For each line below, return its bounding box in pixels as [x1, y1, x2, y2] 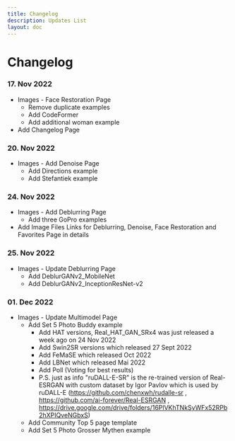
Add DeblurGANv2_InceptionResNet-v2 [28, 279, 143, 287]
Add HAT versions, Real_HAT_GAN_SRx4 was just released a [38, 328, 215, 337]
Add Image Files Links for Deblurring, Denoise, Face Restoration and [17, 223, 217, 231]
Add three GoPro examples [28, 215, 107, 224]
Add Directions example [28, 167, 98, 176]
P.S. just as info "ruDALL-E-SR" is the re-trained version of [38, 373, 209, 382]
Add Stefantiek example [28, 174, 98, 183]
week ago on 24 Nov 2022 [38, 336, 116, 344]
